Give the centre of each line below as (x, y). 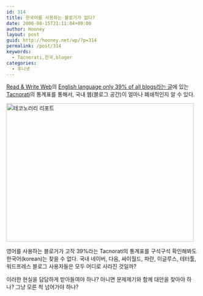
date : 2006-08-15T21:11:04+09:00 (49, 23)
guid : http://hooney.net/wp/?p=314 (52, 40)
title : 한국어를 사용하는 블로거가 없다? (51, 18)
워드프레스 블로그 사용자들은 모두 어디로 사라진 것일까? (71, 267)
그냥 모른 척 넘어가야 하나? (47, 287)
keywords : (19, 52)
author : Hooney (26, 29)
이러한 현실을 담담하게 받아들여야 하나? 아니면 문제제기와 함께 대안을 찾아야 (96, 280)
